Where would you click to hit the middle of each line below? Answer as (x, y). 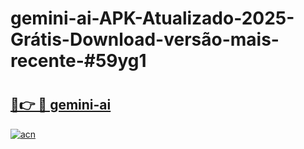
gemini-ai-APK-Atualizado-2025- (152, 18)
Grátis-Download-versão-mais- (145, 39)
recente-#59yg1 (78, 61)
